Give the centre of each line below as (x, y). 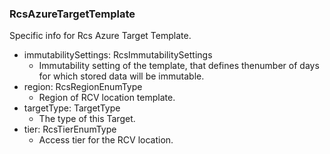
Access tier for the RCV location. (106, 140)
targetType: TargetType (72, 108)
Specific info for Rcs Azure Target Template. (100, 36)
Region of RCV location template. (107, 98)
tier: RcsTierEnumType (70, 129)
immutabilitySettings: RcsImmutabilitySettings (118, 55)
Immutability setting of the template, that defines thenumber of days (179, 66)
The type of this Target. (87, 119)
